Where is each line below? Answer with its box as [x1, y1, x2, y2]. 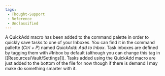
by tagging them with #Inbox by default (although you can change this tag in [5, 50, 160, 56]
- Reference [7, 16, 32, 21]
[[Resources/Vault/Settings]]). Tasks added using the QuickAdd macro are [5, 55, 156, 61]
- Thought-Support [7, 12, 45, 17]
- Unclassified [7, 21, 38, 26]
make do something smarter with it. [5, 66, 77, 72]
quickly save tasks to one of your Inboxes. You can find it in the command [5, 40, 155, 46]
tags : [5, 7, 16, 12]
